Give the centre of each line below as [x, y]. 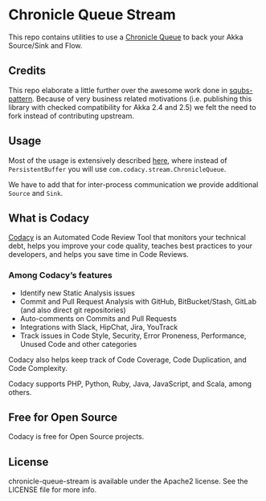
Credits [27, 71]
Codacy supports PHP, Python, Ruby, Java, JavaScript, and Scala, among [130, 384]
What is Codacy [49, 218]
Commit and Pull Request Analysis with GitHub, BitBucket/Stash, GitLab [138, 301]
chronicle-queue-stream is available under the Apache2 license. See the [128, 481]
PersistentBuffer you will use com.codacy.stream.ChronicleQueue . [117, 169]
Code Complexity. [38, 368]
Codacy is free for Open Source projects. [76, 437]
